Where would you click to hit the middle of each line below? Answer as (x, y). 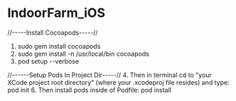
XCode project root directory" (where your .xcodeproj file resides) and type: (118, 82)
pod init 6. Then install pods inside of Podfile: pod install (90, 90)
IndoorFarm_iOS (56, 13)
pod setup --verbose (48, 61)
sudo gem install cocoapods (59, 46)
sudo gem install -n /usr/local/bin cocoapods (83, 54)
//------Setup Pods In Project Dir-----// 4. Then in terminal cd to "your (109, 75)
